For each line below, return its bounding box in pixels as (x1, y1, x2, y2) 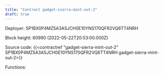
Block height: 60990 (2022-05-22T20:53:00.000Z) (5, 35, 109, 41)
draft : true (5, 12, 29, 17)
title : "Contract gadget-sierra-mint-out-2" (5, 7, 97, 12)
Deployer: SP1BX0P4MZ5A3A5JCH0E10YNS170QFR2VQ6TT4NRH (5, 25, 139, 31)
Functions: (5, 64, 26, 70)
